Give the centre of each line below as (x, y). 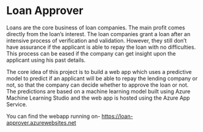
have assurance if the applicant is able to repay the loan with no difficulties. (101, 47)
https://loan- (117, 116)
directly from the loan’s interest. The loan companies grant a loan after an (98, 34)
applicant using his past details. (46, 60)
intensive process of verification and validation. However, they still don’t (97, 40)
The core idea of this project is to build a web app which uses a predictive (99, 71)
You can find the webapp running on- (53, 116)
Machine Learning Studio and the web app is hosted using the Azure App (98, 98)
